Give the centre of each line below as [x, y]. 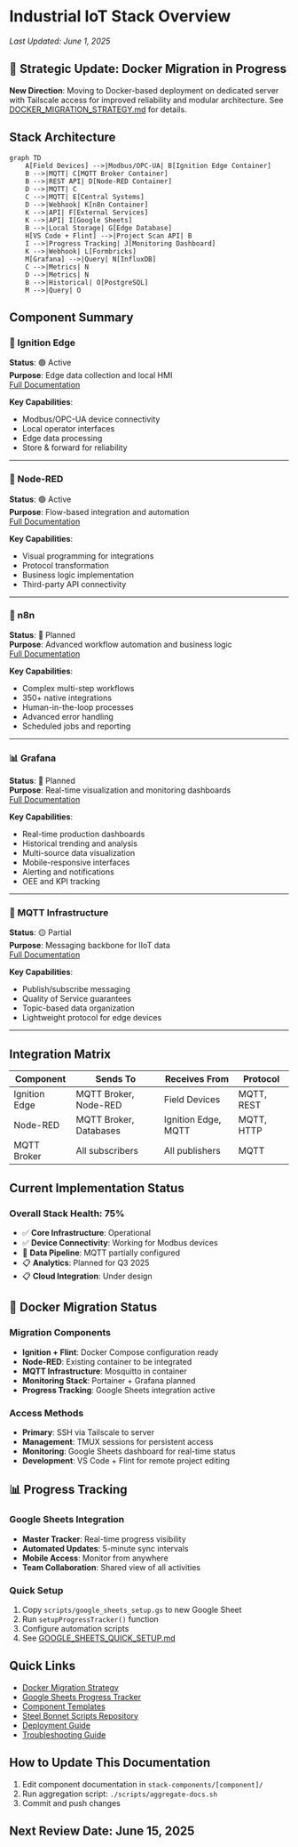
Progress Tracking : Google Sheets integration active [118, 1390]
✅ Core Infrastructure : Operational [86, 1232]
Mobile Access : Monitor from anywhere [95, 1558]
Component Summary [71, 317]
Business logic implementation [78, 575]
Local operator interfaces [68, 429]
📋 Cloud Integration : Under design [87, 1276]
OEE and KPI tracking [61, 882]
